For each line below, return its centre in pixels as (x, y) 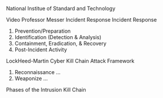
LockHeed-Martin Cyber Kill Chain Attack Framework (70, 61)
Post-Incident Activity (41, 50)
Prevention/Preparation (43, 31)
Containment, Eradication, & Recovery (60, 43)
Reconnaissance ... (38, 72)
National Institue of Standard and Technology (61, 8)
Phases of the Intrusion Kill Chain (46, 90)
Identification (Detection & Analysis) (58, 37)
